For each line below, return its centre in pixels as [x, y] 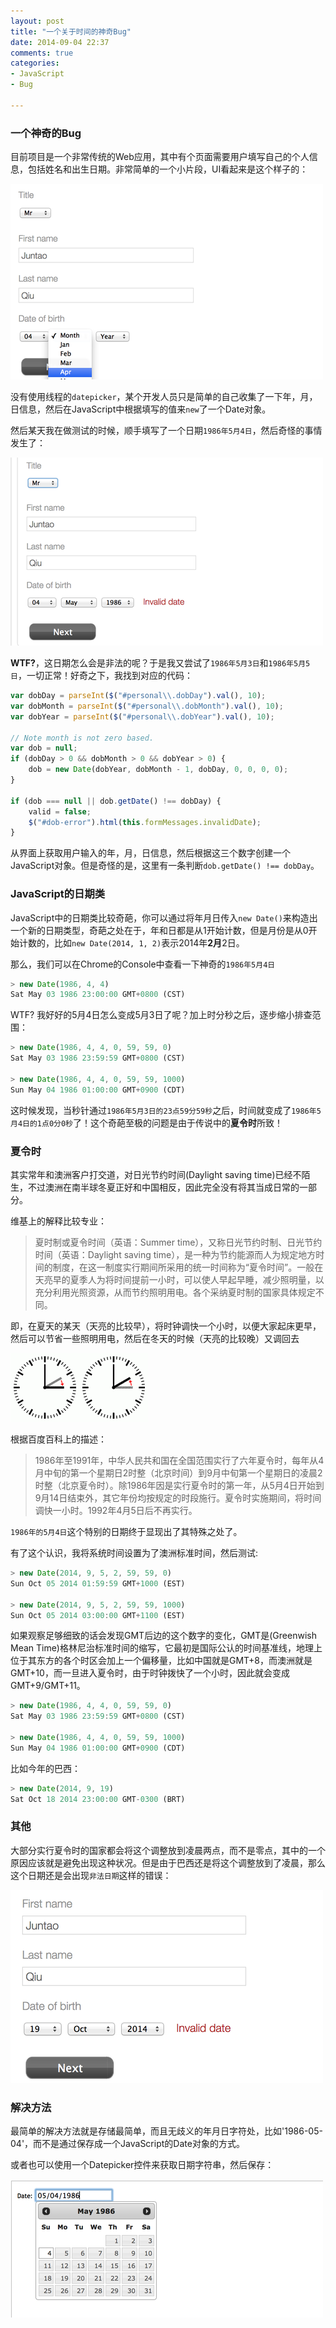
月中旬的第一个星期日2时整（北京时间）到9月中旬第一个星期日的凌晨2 [178, 1473]
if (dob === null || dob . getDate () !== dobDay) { [116, 801]
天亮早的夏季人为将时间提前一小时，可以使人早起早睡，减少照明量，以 [179, 1280]
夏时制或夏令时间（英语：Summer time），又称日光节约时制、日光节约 [178, 1242]
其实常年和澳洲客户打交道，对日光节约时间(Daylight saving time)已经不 [156, 1175]
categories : [35, 63]
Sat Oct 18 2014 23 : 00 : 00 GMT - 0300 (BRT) [98, 1799]
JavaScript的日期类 [58, 894]
